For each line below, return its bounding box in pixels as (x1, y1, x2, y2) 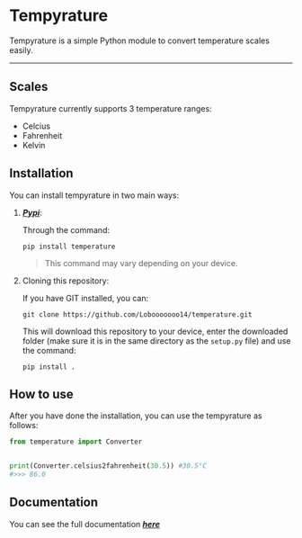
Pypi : (22, 207, 42, 218)
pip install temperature (22, 242, 116, 251)
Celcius (22, 121, 51, 131)
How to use (9, 386, 74, 401)
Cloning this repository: (22, 275, 110, 286)
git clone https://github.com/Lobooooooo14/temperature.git (22, 309, 253, 319)
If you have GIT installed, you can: (22, 292, 149, 303)
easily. (9, 44, 33, 55)
